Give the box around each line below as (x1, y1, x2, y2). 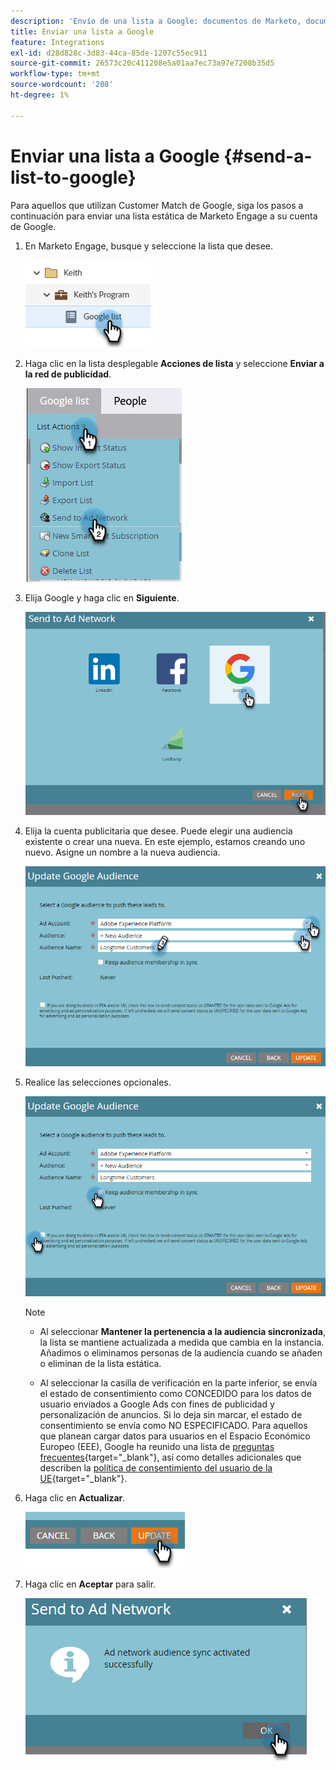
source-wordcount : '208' (10, 80, 114, 90)
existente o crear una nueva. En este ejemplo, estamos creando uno (24, 835, 306, 847)
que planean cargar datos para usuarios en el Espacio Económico (39, 1430, 311, 1442)
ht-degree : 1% (10, 90, 70, 100)
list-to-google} (10, 166, 137, 189)
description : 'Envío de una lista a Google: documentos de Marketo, (10, 16, 302, 26)
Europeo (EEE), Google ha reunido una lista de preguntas (39, 1440, 275, 1452)
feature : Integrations (10, 37, 105, 47)
